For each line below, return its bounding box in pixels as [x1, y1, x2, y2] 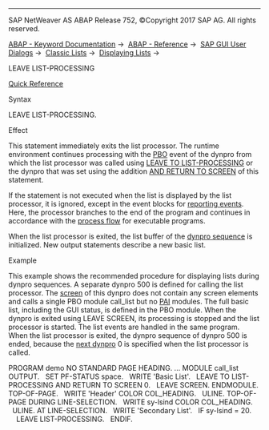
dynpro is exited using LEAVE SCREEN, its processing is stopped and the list [8, 314, 260, 323]
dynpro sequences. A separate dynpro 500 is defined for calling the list [8, 279, 244, 289]
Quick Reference [8, 79, 64, 88]
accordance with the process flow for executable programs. [8, 216, 206, 225]
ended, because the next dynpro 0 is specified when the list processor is [8, 340, 249, 348]
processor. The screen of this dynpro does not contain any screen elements [8, 288, 259, 297]
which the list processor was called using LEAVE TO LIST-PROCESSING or [8, 158, 254, 167]
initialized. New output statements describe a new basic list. [8, 240, 207, 249]
